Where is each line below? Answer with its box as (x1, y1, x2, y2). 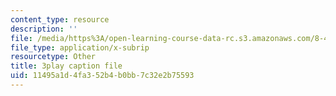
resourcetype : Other (10, 52, 97, 62)
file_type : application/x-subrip (10, 42, 150, 53)
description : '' (10, 24, 78, 34)
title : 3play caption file (10, 61, 123, 71)
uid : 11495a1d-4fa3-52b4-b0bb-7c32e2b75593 (10, 71, 195, 81)
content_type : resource (10, 14, 110, 25)
